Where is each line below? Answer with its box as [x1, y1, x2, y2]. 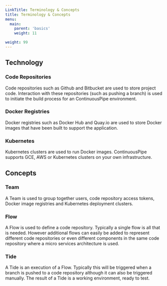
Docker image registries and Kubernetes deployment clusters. [5, 201, 133, 207]
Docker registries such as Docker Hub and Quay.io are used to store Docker [5, 119, 162, 126]
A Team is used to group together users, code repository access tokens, [5, 195, 154, 201]
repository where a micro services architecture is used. [5, 241, 119, 247]
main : [10, 21, 22, 27]
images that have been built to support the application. [5, 125, 118, 131]
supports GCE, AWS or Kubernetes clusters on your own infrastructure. [5, 154, 152, 160]
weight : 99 [5, 40, 28, 45]
